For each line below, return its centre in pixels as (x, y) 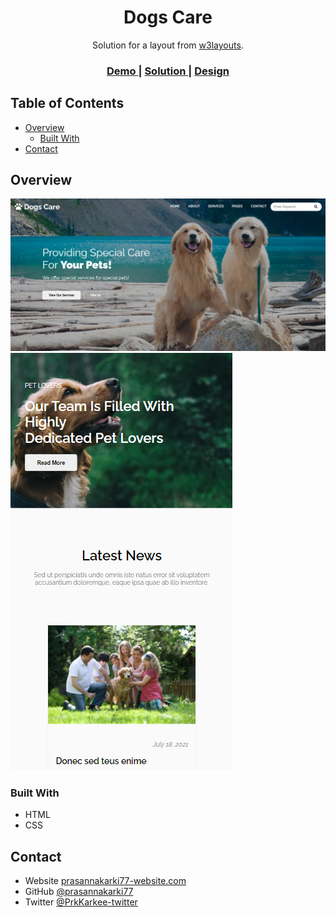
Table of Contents (67, 103)
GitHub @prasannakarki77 (79, 892)
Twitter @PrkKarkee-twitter (81, 902)
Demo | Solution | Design (168, 71)
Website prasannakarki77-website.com (105, 881)
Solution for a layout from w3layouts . (168, 45)
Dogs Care (168, 17)
